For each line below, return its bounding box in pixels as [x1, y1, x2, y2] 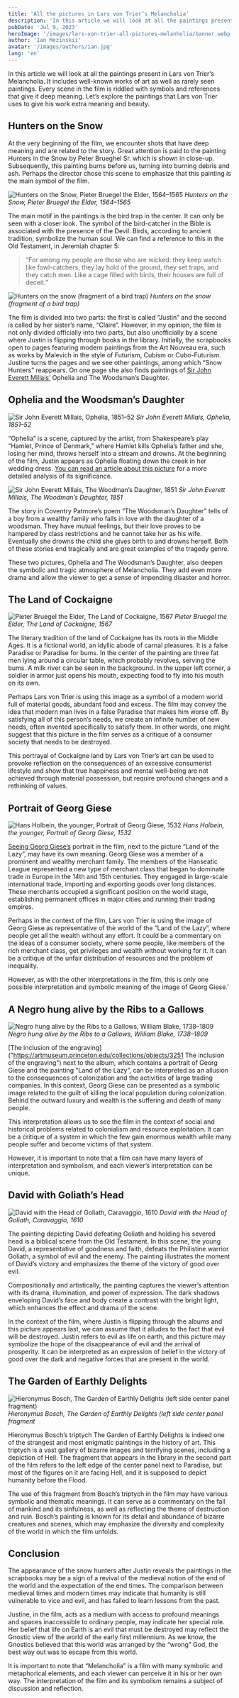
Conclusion [8, 1547, 60, 1560]
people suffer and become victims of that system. [8, 1139, 153, 1149]
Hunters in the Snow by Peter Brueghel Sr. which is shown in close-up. [8, 154, 215, 162]
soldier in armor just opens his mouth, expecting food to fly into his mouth [8, 671, 224, 680]
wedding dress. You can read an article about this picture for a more [8, 464, 208, 472]
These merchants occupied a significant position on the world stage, [8, 888, 209, 896]
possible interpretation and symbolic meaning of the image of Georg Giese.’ [8, 983, 229, 991]
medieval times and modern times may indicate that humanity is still [8, 1589, 206, 1597]
